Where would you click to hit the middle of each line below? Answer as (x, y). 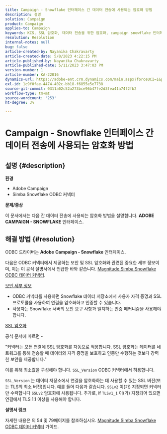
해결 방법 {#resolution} (40, 239)
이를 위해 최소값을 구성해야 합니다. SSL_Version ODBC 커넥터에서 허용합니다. (80, 370)
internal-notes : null (28, 42)
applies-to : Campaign (28, 28)
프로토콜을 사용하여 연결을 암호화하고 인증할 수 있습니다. (67, 302)
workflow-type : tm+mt (28, 93)
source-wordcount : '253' (31, 98)
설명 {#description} (35, 165)
